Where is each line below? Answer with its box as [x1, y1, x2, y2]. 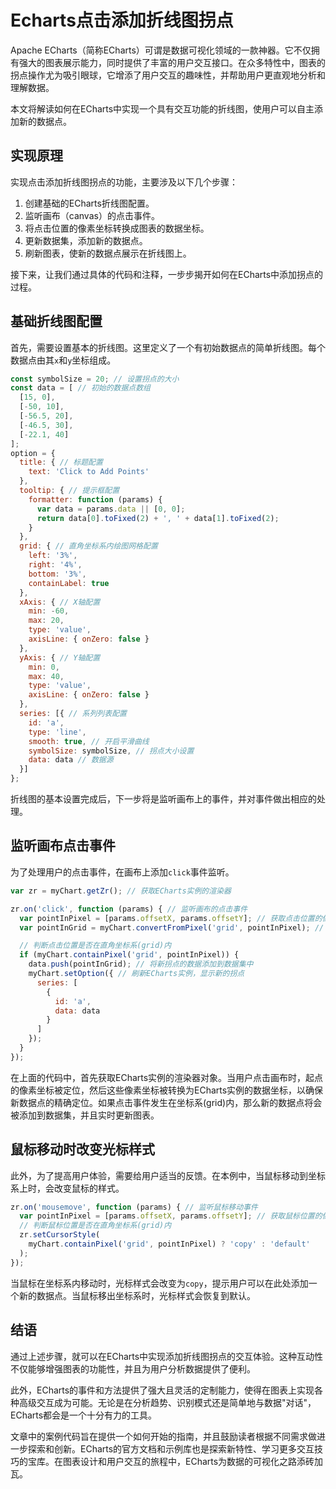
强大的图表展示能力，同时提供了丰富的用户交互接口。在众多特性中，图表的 [18, 56, 326, 68]
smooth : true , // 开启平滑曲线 [28, 736, 150, 746]
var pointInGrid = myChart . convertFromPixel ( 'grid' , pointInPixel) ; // [19, 922, 325, 933]
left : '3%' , [28, 551, 78, 561]
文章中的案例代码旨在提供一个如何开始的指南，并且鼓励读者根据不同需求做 [10, 1430, 317, 1442]
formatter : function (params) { [28, 494, 163, 505]
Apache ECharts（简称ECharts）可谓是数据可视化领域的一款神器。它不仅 [10, 44, 312, 56]
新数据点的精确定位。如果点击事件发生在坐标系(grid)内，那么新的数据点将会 [10, 1096, 323, 1108]
